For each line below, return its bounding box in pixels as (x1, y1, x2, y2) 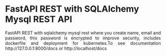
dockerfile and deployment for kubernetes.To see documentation (5, 40, 161, 46)
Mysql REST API (5, 14, 73, 25)
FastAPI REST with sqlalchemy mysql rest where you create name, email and (5, 30, 161, 36)
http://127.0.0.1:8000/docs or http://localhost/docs (5, 45, 107, 51)
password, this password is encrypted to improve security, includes (5, 35, 161, 41)
